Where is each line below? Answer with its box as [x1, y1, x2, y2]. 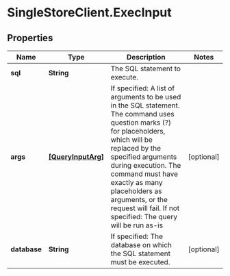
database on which [110, 240, 172, 249]
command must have [110, 169, 178, 179]
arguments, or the [110, 195, 168, 204]
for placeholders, [110, 127, 166, 136]
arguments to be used [110, 92, 181, 101]
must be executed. [110, 258, 170, 266]
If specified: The [110, 231, 163, 241]
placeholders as [110, 186, 162, 196]
